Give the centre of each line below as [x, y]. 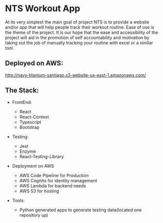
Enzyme [28, 151]
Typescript [30, 122]
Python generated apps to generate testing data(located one [81, 210]
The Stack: [22, 91]
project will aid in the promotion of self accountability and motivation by [77, 38]
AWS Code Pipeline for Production [54, 175]
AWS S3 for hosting [39, 191]
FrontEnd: [22, 102]
